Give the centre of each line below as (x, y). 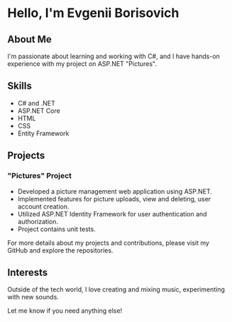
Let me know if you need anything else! (65, 311)
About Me (29, 39)
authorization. (38, 221)
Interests (28, 272)
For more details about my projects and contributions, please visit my (108, 243)
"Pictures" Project (40, 176)
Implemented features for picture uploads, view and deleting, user (114, 199)
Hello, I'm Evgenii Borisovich (93, 13)
